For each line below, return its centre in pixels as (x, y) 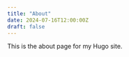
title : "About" (29, 14)
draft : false (26, 26)
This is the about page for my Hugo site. (65, 47)
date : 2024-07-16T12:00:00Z (48, 20)
